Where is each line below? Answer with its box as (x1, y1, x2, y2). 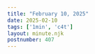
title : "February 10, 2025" (7, 10, 89, 18)
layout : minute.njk (7, 29, 64, 37)
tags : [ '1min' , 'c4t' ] (7, 23, 73, 30)
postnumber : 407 (7, 36, 54, 43)
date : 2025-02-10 (7, 17, 58, 24)
